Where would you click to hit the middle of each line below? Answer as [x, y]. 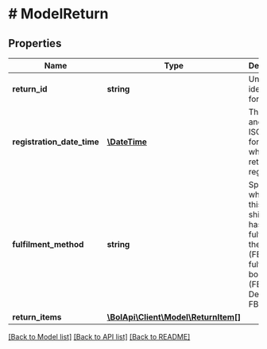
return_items [37, 317]
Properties [35, 43]
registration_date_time [56, 142]
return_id [30, 89]
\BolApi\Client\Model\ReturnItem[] [174, 317]
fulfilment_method [48, 244]
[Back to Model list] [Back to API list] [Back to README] [99, 337]
